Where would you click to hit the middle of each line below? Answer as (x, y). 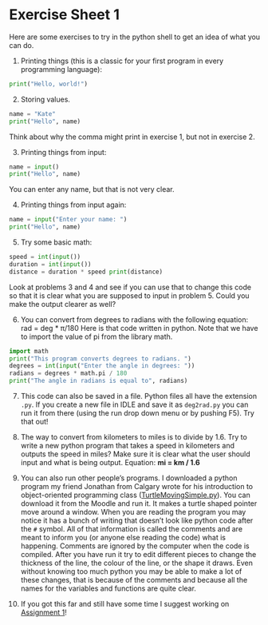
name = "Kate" (33, 113)
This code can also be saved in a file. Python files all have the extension (139, 396)
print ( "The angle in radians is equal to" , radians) (99, 381)
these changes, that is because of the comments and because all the (134, 580)
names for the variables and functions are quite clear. (108, 588)
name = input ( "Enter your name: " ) (68, 220)
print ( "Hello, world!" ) (49, 84)
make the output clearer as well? (63, 304)
